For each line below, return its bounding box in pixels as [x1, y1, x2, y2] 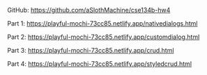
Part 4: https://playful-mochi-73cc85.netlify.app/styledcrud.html [7, 60, 192, 68]
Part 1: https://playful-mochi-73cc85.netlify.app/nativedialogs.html [7, 19, 198, 27]
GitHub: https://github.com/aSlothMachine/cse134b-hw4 [7, 6, 171, 14]
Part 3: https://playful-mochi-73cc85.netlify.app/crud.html [7, 47, 174, 54]
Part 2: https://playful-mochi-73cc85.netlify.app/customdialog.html [7, 33, 200, 41]
